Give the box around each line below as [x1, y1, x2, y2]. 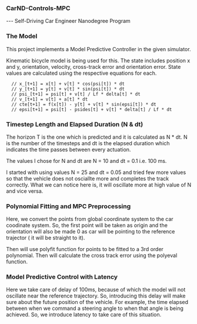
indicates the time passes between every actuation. [6, 146, 131, 153]
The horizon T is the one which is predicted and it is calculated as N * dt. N [6, 133, 188, 141]
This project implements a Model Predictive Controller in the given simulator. [6, 45, 191, 52]
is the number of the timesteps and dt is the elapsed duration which [6, 139, 170, 146]
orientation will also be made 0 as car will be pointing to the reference [6, 228, 175, 235]
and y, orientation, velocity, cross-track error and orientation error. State [6, 63, 181, 70]
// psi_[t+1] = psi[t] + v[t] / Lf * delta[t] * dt [11, 91, 141, 97]
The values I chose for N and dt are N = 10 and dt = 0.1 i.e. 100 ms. [6, 157, 167, 164]
